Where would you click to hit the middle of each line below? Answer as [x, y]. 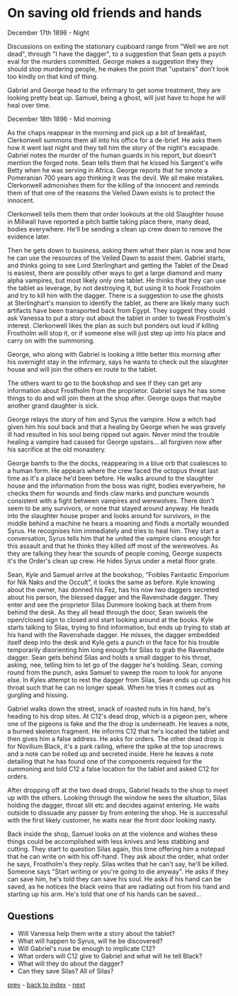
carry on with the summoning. [51, 340]
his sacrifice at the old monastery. [57, 449]
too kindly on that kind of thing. [53, 76]
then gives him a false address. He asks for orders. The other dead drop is [116, 738]
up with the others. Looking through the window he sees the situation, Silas [117, 797]
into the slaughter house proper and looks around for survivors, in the [109, 515]
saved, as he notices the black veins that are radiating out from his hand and [119, 886]
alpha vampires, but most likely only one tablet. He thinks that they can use [117, 280]
